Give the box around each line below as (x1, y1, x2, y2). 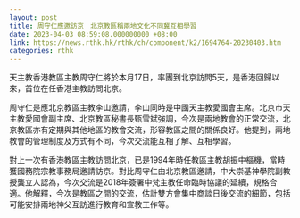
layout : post (9, 13, 58, 22)
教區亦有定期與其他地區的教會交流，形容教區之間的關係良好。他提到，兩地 (16, 124, 291, 135)
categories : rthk (9, 46, 74, 55)
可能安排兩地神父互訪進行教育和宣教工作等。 (9, 199, 174, 210)
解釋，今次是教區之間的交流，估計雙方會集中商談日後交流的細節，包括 (32, 189, 291, 199)
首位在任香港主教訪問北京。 (24, 83, 127, 94)
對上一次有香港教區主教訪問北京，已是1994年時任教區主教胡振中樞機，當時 (9, 155, 286, 165)
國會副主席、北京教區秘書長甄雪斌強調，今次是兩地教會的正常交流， (32, 113, 283, 124)
